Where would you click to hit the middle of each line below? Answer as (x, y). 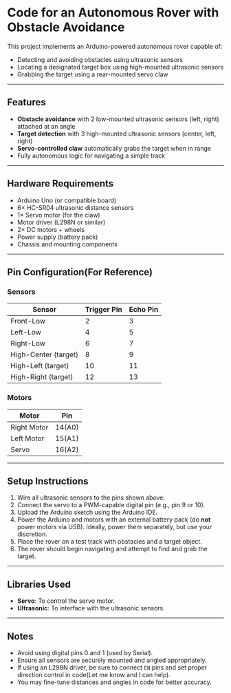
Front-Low (28, 321)
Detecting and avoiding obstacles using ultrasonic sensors (100, 59)
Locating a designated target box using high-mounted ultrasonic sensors (120, 67)
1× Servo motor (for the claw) (59, 215)
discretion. (32, 534)
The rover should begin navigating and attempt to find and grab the (112, 549)
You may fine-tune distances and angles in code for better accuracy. (114, 682)
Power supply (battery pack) (57, 237)
